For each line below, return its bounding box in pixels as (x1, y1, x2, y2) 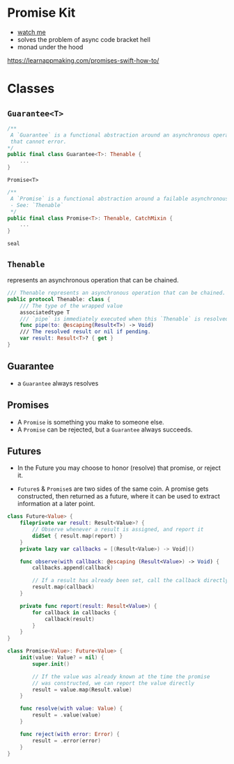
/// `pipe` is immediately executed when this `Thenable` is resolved (19, 315, 229, 322)
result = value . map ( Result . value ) (32, 686, 132, 693)
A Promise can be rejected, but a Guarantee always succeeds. (17, 425, 193, 434)
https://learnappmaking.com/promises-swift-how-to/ (7, 56, 159, 64)
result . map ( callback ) (32, 583, 95, 590)
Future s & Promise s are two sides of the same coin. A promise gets (17, 484, 209, 493)
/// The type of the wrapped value (19, 302, 123, 310)
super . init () (32, 660, 70, 667)
